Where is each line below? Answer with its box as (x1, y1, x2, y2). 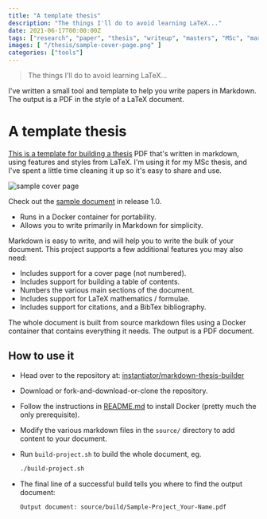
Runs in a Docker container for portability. (19, 212, 157, 222)
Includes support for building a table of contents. (19, 277, 180, 286)
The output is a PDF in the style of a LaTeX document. (8, 95, 184, 104)
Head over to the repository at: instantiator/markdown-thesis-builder (19, 370, 245, 379)
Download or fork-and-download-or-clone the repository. (19, 386, 208, 395)
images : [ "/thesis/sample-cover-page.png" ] (8, 41, 161, 49)
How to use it (8, 349, 75, 363)
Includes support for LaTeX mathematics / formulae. (19, 293, 191, 303)
